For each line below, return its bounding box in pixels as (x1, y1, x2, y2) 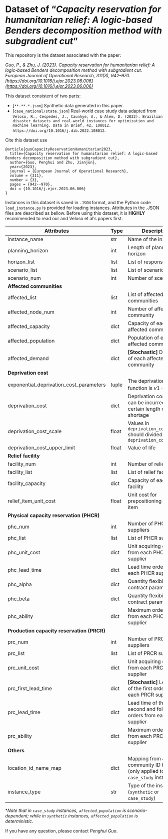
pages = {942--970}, (9, 182, 52, 187)
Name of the (127, 236, 157, 243)
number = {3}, (9, 177, 39, 183)
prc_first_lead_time (7, 685, 52, 692)
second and (127, 706, 156, 713)
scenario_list (7, 266, 37, 273)
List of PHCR (127, 535, 158, 542)
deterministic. (5, 818, 33, 824)
